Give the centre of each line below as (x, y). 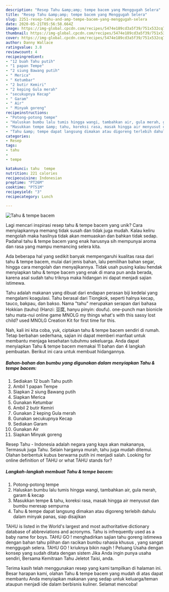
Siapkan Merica (29, 397)
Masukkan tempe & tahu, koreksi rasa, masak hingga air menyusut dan (86, 500)
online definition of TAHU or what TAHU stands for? (59, 460)
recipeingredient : (25, 57)
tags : (11, 146)
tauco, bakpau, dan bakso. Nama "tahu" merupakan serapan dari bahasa (81, 303)
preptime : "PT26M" (25, 183)
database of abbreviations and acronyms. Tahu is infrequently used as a (80, 532)
